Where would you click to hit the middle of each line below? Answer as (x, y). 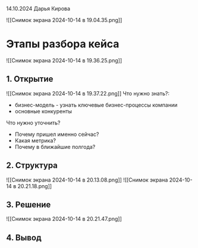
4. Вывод (24, 238)
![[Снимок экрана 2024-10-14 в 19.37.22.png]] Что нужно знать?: (88, 93)
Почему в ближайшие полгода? (55, 147)
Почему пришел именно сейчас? (57, 134)
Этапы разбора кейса (63, 44)
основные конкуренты (43, 111)
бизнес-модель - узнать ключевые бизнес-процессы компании (96, 105)
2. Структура (32, 166)
